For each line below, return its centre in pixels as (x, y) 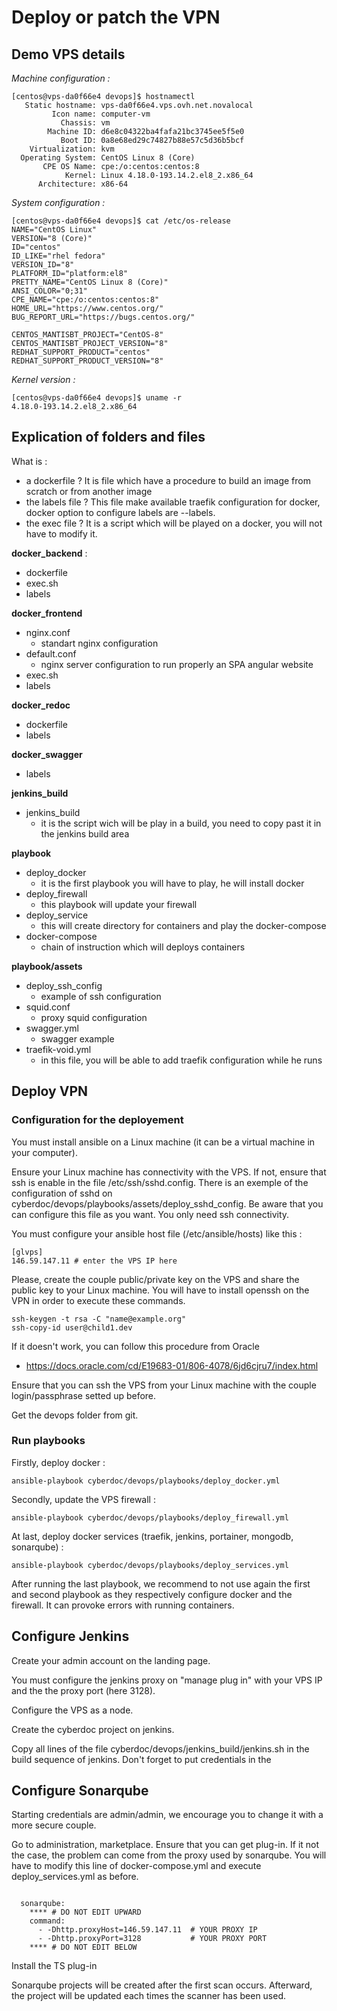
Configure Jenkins (70, 1636)
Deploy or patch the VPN (116, 17)
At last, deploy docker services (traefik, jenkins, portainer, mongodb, (152, 1536)
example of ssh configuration (101, 996)
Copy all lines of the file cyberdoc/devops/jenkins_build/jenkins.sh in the (160, 1748)
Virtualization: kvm (72, 149)
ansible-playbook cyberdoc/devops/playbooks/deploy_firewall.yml (150, 1517)
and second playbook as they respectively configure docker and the (152, 1594)
